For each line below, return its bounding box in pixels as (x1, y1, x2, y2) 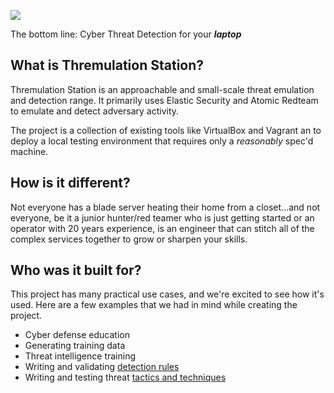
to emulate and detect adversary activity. (10, 105, 180, 117)
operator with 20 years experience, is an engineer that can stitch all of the (10, 222, 315, 234)
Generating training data (24, 340, 126, 352)
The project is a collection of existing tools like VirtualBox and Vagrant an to (10, 124, 322, 136)
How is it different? (10, 175, 131, 192)
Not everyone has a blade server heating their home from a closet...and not (10, 201, 321, 213)
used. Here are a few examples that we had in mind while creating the (10, 299, 298, 311)
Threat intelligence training (24, 350, 137, 362)
